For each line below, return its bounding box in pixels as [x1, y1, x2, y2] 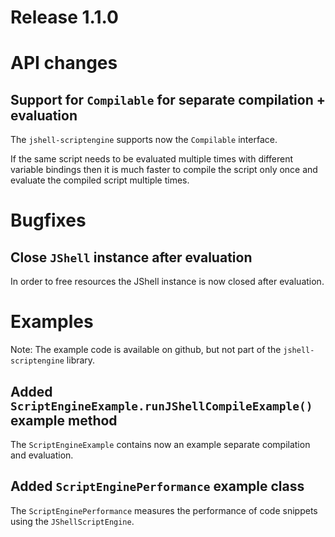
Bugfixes [10, 209, 87, 232]
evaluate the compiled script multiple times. [10, 174, 190, 186]
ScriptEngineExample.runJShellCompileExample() [10, 399, 313, 413]
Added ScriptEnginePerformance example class [10, 478, 305, 495]
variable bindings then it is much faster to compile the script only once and [10, 164, 318, 176]
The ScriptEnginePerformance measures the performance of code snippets [10, 504, 318, 516]
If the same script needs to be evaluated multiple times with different [10, 153, 293, 165]
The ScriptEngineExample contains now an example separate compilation [10, 438, 311, 450]
